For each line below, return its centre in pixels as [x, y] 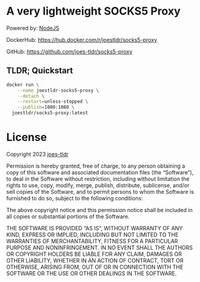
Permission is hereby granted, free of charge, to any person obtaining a [96, 166]
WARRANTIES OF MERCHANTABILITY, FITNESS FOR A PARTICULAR [92, 241]
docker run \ [23, 84]
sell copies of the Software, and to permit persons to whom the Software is [100, 191]
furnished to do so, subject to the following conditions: [74, 198]
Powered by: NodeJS [33, 28]
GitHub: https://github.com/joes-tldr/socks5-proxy [69, 51]
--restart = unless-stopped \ [53, 101]
